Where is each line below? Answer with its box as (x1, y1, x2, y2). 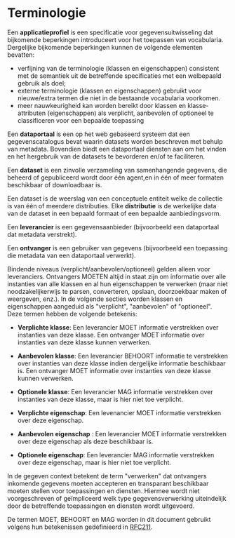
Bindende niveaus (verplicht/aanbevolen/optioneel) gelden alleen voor (7, 264, 210, 273)
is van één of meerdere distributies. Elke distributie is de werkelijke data (7, 201, 217, 210)
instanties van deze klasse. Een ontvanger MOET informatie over (17, 330, 205, 339)
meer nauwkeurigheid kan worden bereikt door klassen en (17, 101, 186, 109)
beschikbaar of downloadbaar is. (7, 180, 102, 189)
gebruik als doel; (17, 79, 67, 87)
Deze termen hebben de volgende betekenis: (7, 309, 138, 318)
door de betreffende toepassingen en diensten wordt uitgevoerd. (7, 502, 195, 510)
